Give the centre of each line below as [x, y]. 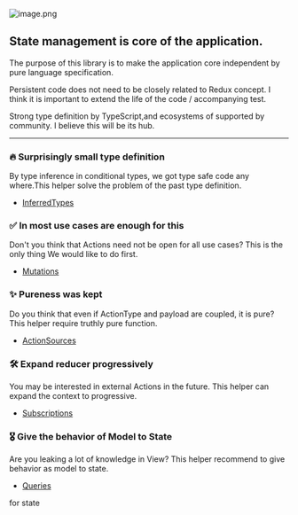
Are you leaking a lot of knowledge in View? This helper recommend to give [147, 459]
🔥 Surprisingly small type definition [87, 157]
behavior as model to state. [59, 469]
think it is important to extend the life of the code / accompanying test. [138, 98]
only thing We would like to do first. [74, 254]
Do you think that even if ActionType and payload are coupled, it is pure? [142, 314]
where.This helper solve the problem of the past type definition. [125, 185]
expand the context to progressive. [73, 396]
